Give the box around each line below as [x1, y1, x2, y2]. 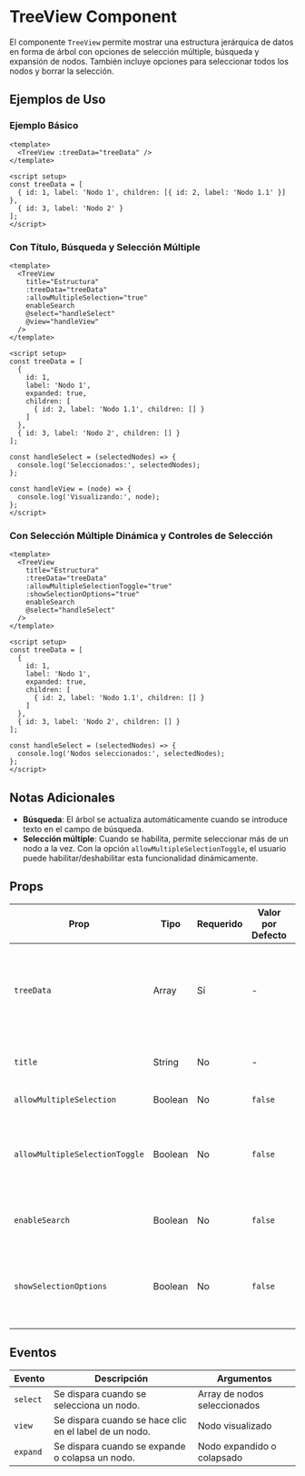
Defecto [251, 929, 288, 942]
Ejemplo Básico [9, 119, 79, 132]
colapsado [198, 1451, 243, 1463]
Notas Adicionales [9, 789, 115, 805]
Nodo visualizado [198, 1419, 272, 1431]
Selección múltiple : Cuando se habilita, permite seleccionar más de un [22, 833, 289, 844]
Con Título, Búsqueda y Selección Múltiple [9, 240, 202, 253]
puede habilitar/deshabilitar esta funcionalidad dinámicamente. [22, 853, 259, 864]
